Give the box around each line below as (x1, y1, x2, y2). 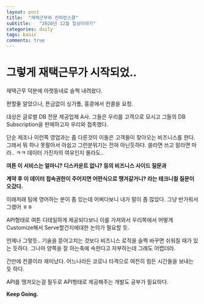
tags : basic (6, 32, 37, 38)
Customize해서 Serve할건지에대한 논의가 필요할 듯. (6, 224, 129, 231)
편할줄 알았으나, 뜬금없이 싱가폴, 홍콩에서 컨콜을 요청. (6, 100, 133, 107)
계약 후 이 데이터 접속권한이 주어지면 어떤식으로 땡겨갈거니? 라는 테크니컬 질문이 (6, 175, 194, 182)
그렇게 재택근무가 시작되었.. (6, 65, 137, 80)
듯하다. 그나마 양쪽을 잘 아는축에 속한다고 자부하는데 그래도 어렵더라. (12, 244, 176, 251)
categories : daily (6, 26, 53, 32)
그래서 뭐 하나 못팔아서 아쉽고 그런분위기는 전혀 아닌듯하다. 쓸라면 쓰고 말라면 (6, 141, 191, 149)
